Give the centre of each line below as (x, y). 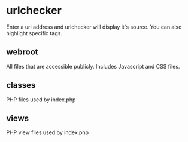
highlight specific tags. (34, 33)
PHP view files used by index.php (47, 132)
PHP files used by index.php (41, 100)
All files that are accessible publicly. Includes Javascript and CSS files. (93, 66)
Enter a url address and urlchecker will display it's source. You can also (94, 27)
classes (21, 85)
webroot (22, 52)
